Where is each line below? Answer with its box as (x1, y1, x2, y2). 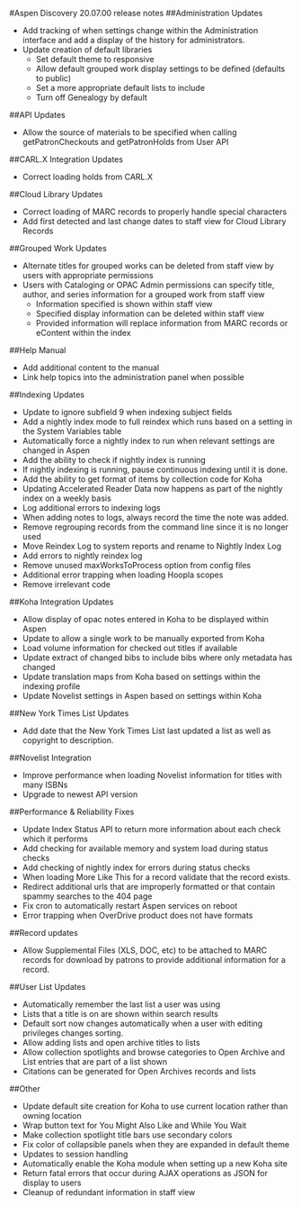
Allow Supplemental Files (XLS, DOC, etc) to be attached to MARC (22, 945, 268, 956)
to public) (35, 73, 72, 84)
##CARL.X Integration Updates (9, 154, 124, 165)
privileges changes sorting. (22, 1028, 124, 1038)
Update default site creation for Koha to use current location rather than (22, 1101, 288, 1111)
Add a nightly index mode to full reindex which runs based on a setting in (22, 416, 293, 427)
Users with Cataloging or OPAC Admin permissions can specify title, (22, 279, 275, 290)
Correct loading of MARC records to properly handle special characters (22, 206, 288, 217)
